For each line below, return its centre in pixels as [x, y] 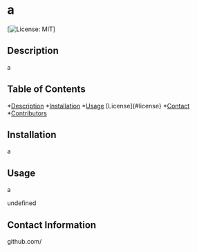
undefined [22, 203]
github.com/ [25, 241]
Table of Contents [47, 89]
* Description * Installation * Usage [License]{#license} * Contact [98, 106]
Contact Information [52, 225]
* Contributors [27, 113]
